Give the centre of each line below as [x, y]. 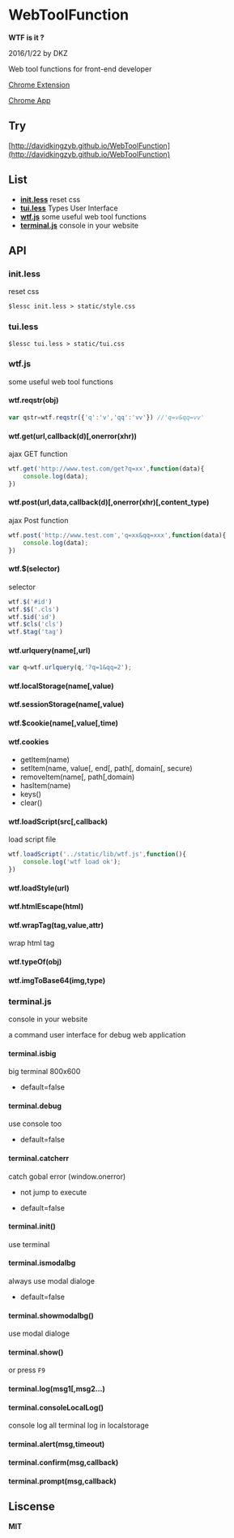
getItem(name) [45, 760]
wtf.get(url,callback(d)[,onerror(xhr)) [73, 435]
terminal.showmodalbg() [51, 1315]
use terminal [29, 1244]
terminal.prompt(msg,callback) [63, 1481]
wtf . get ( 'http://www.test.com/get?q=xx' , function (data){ [106, 469]
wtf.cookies [29, 742]
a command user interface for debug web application [97, 1034]
